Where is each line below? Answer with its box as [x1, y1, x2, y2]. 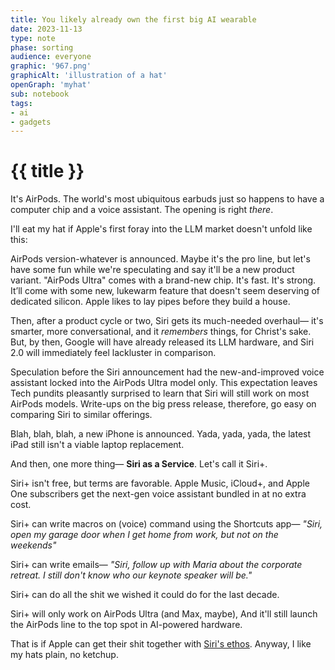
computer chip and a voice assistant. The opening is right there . [10, 204, 274, 216]
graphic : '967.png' [10, 61, 92, 71]
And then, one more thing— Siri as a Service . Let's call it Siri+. [10, 458, 268, 470]
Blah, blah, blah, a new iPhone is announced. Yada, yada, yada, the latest [10, 428, 312, 440]
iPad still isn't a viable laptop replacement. [10, 439, 185, 451]
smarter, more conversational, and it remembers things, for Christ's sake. [10, 326, 312, 338]
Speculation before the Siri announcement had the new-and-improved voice [10, 366, 325, 378]
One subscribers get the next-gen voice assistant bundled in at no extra [10, 488, 307, 500]
